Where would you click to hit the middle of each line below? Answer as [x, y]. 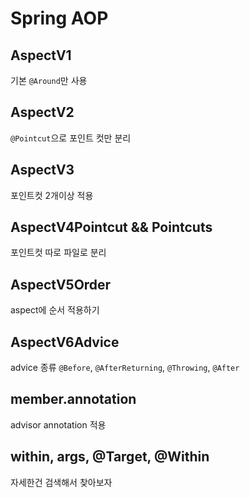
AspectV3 [42, 170]
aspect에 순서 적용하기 [55, 310]
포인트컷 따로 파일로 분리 [58, 253]
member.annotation [73, 399]
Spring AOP [59, 18]
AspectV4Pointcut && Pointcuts [111, 227]
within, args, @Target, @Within [110, 457]
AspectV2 [42, 112]
